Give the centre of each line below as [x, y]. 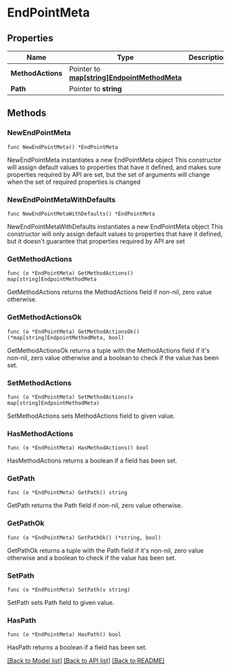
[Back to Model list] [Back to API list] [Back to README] [86, 661]
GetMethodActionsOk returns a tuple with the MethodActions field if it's [109, 350]
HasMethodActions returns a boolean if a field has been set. [92, 461]
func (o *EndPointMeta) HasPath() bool [64, 635]
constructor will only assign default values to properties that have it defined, [115, 234]
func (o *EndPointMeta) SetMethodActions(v [70, 397]
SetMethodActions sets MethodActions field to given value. [91, 416]
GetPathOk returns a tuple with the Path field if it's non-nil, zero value [106, 550]
